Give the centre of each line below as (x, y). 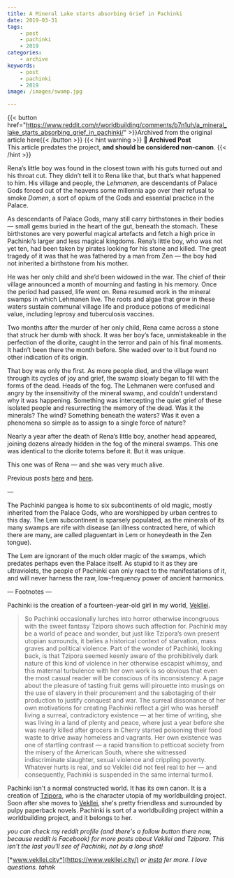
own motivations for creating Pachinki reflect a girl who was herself (121, 708)
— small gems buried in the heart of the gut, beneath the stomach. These (113, 226)
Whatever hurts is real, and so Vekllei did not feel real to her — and (120, 767)
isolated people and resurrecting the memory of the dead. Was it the (105, 408)
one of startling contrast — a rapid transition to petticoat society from (124, 745)
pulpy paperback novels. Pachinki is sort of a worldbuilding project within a (115, 810)
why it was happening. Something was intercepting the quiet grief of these (115, 401)
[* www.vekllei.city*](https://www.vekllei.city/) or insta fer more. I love (107, 860)
